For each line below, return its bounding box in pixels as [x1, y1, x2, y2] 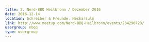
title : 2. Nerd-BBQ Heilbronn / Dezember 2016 [5, 7, 101, 12]
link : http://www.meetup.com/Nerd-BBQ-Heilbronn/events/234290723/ [5, 20, 145, 26]
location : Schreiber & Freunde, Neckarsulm [5, 16, 95, 21]
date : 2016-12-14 [5, 12, 40, 16]
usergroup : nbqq [5, 25, 38, 30]
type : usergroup [5, 29, 38, 34]
